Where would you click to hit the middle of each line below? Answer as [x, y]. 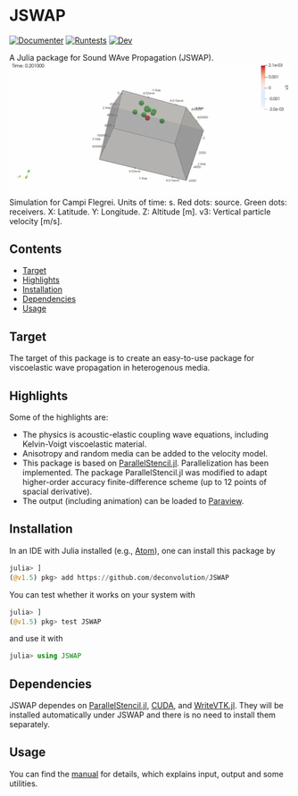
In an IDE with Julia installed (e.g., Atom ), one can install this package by [142, 550]
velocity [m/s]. [36, 221]
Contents [36, 250]
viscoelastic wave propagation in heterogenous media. [110, 368]
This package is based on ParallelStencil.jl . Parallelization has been [145, 463]
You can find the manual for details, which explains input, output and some [146, 774]
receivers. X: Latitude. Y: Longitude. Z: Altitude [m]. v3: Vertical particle [140, 212]
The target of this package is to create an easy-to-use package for [132, 358]
